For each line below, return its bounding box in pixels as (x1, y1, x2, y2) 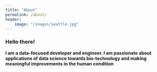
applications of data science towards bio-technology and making (5, 55, 147, 61)
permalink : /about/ (5, 12, 47, 17)
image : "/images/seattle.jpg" (14, 21, 79, 27)
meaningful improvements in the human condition (5, 60, 114, 66)
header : (5, 17, 22, 22)
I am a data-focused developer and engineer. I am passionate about (5, 50, 152, 56)
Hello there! (5, 39, 35, 46)
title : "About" (5, 7, 38, 13)
